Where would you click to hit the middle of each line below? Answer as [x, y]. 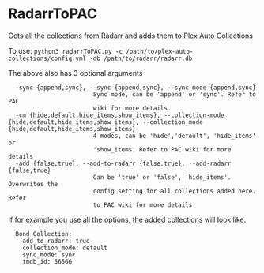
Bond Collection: [44, 234]
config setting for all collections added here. [175, 191]
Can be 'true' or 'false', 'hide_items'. [162, 177]
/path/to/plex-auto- [160, 51]
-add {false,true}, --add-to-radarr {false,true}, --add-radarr [123, 163]
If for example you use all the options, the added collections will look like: [127, 219]
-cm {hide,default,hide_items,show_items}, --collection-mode [120, 115]
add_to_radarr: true [56, 241]
